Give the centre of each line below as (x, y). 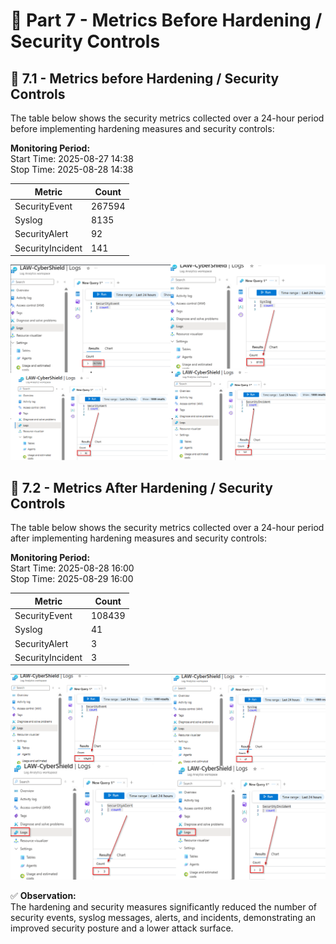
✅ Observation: (43, 895)
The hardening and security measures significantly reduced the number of (164, 906)
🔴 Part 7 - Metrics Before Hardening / (166, 20)
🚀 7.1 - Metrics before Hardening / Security (145, 78)
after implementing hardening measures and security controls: (139, 538)
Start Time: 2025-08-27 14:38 (72, 158)
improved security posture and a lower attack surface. (122, 928)
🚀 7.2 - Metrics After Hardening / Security (141, 487)
